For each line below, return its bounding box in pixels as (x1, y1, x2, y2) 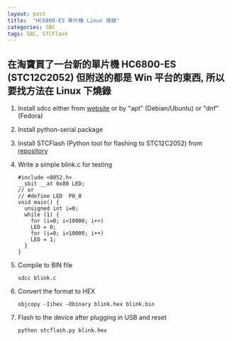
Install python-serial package (17, 125, 104, 134)
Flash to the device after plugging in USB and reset (17, 313, 167, 322)
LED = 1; (31, 236, 57, 243)
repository (17, 147, 48, 155)
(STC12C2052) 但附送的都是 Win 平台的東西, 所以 (7, 72, 225, 84)
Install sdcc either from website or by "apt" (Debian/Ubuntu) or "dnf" (17, 104, 219, 113)
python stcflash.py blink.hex (17, 327, 108, 334)
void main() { (17, 199, 60, 206)
